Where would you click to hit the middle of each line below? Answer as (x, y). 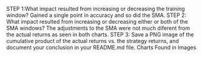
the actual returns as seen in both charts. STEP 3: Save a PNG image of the (100, 35)
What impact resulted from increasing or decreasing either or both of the (97, 22)
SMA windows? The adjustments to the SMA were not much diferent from (98, 28)
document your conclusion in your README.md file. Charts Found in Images (101, 47)
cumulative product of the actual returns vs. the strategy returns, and (93, 41)
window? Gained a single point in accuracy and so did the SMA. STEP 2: (96, 15)
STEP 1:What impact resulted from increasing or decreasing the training (96, 9)
